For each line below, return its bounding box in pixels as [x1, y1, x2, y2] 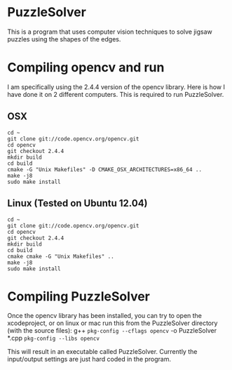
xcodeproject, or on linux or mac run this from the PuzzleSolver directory [7, 319, 218, 327]
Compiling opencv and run [7, 60, 165, 76]
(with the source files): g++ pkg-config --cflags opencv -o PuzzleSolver [7, 326, 217, 335]
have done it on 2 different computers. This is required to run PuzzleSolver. [7, 90, 224, 98]
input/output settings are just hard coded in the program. [7, 355, 172, 364]
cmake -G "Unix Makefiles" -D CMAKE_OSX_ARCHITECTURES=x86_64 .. [7, 166, 202, 173]
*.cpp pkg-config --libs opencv [7, 334, 100, 343]
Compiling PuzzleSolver [7, 289, 151, 304]
